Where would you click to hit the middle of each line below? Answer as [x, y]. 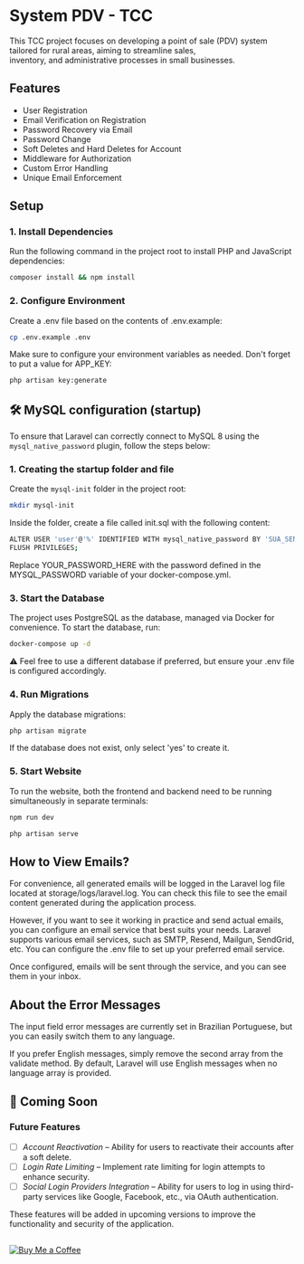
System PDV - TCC [81, 16]
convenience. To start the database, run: [85, 627]
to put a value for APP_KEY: [61, 364]
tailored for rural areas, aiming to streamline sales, [103, 50]
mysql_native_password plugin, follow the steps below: [110, 446]
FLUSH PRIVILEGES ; [44, 548]
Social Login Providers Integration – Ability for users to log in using [147, 1186]
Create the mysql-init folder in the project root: [98, 489]
